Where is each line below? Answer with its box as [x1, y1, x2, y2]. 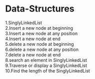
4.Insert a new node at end [5, 36, 61, 42]
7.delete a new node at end [5, 51, 61, 58]
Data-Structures [5, 3, 74, 15]
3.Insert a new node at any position [5, 30, 78, 36]
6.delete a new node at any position [5, 46, 79, 52]
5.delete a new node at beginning [5, 41, 74, 47]
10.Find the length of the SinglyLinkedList [5, 67, 90, 73]
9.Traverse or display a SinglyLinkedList [5, 62, 87, 68]
